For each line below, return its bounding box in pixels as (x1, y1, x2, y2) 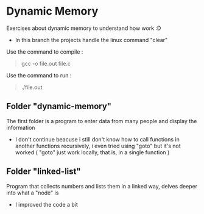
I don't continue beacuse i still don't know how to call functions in (15, 135, 180, 143)
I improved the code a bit (15, 201, 78, 208)
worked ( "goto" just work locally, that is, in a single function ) (15, 148, 170, 156)
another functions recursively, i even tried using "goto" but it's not (15, 142, 181, 149)
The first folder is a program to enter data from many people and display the (6, 117, 197, 124)
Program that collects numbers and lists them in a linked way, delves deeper (6, 182, 198, 190)
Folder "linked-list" (6, 166, 81, 177)
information (6, 124, 35, 131)
